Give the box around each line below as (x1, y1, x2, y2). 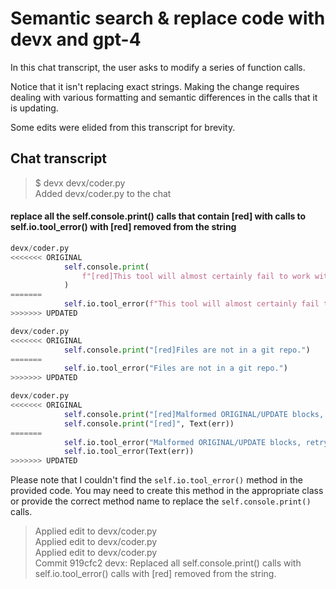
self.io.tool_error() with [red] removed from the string (10, 221, 237, 233)
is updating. (10, 102, 59, 114)
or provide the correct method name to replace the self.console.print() (10, 495, 312, 507)
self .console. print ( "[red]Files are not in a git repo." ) (63, 345, 311, 355)
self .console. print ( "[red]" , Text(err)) (63, 418, 235, 429)
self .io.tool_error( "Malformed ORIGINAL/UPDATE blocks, (63, 437, 302, 447)
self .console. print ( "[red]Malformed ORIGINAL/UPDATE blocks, (63, 409, 325, 419)
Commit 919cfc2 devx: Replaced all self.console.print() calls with (34, 557, 302, 569)
